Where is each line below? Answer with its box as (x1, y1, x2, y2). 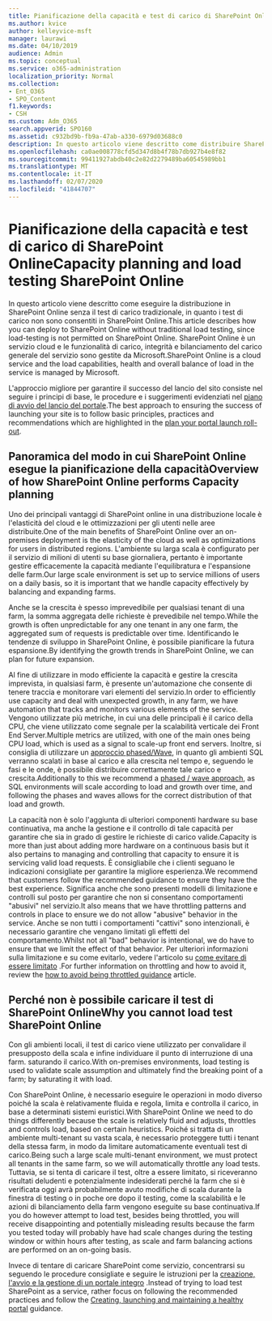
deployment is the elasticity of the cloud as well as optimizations (40, 535, 257, 545)
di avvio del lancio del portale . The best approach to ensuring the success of (8, 400, 262, 410)
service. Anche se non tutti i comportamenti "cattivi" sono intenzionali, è (8, 917, 250, 928)
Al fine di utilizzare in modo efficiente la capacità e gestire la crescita (8, 669, 238, 679)
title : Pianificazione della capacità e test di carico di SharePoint (8, 11, 252, 20)
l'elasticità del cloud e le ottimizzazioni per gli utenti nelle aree (8, 518, 216, 528)
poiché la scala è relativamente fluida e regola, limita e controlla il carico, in (8, 1099, 259, 1109)
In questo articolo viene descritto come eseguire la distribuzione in (8, 298, 231, 308)
